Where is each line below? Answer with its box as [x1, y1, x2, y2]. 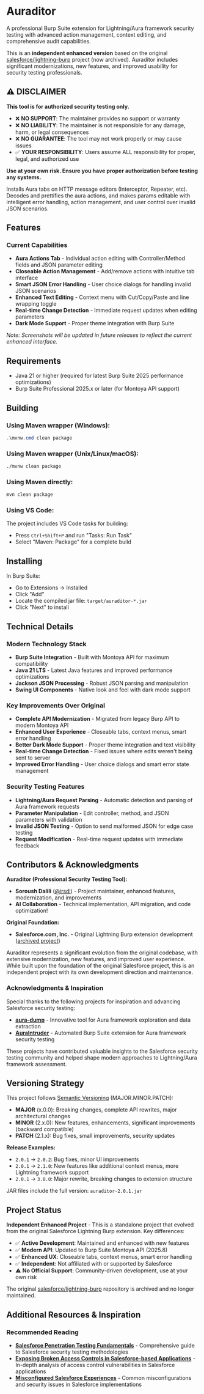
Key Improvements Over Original [6, 701, 106, 710]
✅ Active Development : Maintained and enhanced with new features [15, 1239, 189, 1247]
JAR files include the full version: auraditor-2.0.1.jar [6, 1187, 142, 1195]
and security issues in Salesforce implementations [15, 1381, 142, 1388]
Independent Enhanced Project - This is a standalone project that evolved [6, 1221, 194, 1228]
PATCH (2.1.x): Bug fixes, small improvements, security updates [15, 1132, 175, 1140]
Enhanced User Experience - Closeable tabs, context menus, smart [15, 728, 187, 736]
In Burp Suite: [6, 572, 41, 580]
